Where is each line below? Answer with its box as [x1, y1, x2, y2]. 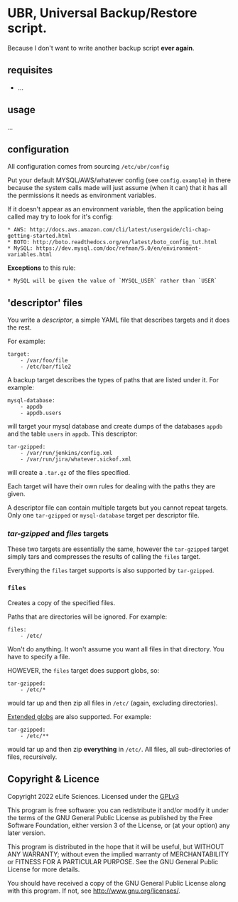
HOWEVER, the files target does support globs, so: [7, 666, 160, 674]
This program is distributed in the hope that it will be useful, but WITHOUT [7, 842, 225, 851]
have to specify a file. [7, 652, 70, 661]
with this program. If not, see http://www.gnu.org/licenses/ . [7, 886, 181, 895]
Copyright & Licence [7, 773, 99, 785]
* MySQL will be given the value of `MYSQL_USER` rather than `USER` [7, 278, 218, 285]
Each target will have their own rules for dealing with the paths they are [7, 482, 216, 491]
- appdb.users [20, 409, 62, 417]
